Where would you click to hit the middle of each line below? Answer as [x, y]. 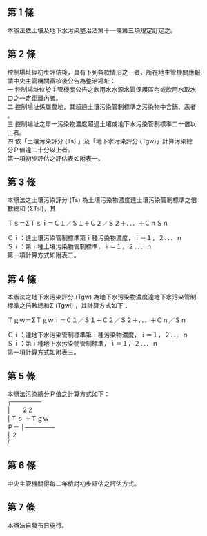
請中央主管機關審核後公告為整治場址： [61, 81]
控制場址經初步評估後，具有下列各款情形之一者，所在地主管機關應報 [104, 72]
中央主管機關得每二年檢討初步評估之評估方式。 [73, 483]
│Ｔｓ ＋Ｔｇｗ [28, 419]
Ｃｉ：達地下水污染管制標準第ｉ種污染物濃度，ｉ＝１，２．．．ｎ [98, 335]
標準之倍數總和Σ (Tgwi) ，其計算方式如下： [68, 306]
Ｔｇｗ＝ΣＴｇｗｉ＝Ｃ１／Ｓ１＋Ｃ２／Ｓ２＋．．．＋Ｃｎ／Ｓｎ [97, 320]
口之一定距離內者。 [34, 98]
